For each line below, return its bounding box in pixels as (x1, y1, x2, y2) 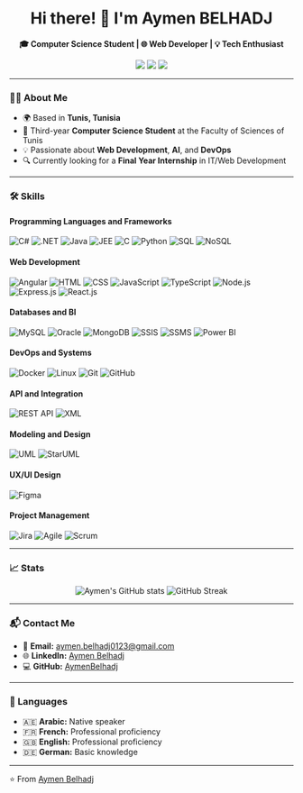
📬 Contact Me (9, 617, 76, 629)
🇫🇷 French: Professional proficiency (22, 725, 161, 737)
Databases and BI (9, 306, 77, 318)
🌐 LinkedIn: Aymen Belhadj (22, 651, 124, 661)
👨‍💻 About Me (9, 91, 68, 104)
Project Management (9, 510, 90, 521)
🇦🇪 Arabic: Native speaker (22, 716, 126, 726)
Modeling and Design (9, 428, 91, 440)
